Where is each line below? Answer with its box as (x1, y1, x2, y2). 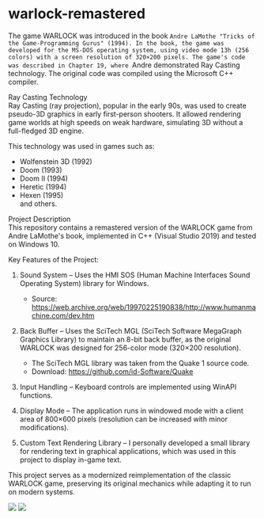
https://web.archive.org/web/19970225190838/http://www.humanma (31, 302, 257, 311)
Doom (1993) (19, 165, 62, 174)
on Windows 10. (8, 239, 60, 249)
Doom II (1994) (19, 174, 69, 183)
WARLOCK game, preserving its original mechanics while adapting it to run (8, 479, 251, 488)
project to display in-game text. (19, 455, 123, 464)
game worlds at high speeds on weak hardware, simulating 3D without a (8, 117, 243, 127)
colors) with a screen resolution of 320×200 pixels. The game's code (8, 53, 246, 61)
